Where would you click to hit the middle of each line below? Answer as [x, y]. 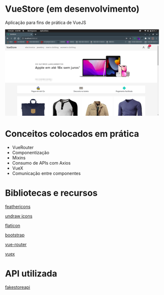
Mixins [19, 158]
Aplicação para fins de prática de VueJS [46, 22]
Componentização [31, 152]
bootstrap [15, 235]
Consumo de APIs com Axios [41, 163]
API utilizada [31, 274]
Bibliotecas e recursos [51, 193]
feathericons [18, 207]
